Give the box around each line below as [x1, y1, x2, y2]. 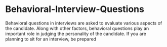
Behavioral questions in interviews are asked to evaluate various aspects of [5, 20, 162, 26]
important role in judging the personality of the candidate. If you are [5, 30, 147, 36]
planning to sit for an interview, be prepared [5, 36, 97, 42]
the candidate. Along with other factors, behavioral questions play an [5, 25, 149, 31]
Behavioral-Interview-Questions [5, 3, 144, 15]
